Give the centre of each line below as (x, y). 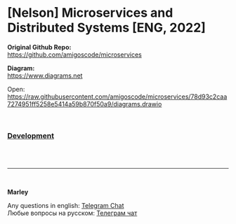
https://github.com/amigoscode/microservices (74, 55)
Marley (18, 192)
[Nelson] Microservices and (90, 13)
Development (31, 136)
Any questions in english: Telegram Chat (66, 206)
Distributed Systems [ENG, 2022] (106, 28)
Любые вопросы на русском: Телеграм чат (72, 213)
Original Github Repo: (39, 47)
